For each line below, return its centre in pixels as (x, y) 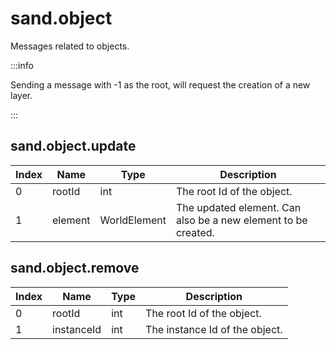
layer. (21, 95)
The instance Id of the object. (214, 329)
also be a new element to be (241, 220)
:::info (22, 65)
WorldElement (133, 220)
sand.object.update (73, 146)
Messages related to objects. (70, 46)
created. (195, 232)
